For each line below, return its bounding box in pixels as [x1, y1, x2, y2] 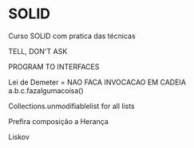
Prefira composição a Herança [8, 116, 109, 126]
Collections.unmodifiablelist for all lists [8, 101, 135, 111]
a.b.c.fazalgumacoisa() [8, 85, 84, 95]
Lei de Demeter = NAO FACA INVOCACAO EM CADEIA [8, 77, 186, 87]
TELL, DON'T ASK [8, 46, 68, 56]
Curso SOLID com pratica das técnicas [8, 31, 136, 41]
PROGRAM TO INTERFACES [8, 61, 100, 72]
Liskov [8, 132, 30, 142]
